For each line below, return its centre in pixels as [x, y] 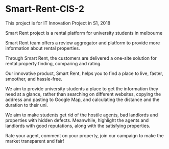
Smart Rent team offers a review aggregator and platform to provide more [83, 43]
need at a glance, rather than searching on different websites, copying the [83, 94]
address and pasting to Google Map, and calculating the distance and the [82, 100]
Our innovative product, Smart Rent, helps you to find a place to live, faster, [84, 73]
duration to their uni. [27, 105]
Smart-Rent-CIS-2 [45, 9]
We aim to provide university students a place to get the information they [82, 89]
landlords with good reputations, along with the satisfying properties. [78, 126]
